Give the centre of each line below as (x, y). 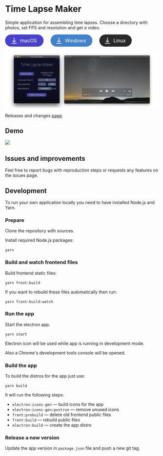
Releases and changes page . (34, 115)
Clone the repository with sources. (40, 231)
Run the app (20, 314)
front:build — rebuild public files (46, 420)
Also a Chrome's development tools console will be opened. (65, 353)
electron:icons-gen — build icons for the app (58, 404)
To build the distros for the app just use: (45, 376)
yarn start (16, 334)
